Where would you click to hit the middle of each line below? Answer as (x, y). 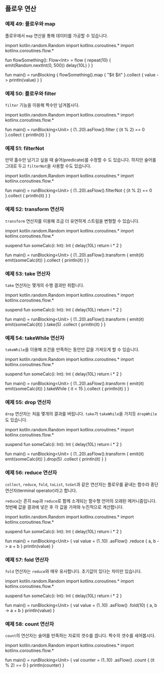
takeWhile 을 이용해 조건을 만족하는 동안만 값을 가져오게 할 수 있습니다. (72, 349)
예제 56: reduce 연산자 (31, 473)
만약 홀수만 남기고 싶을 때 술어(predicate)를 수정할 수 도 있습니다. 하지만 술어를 (81, 160)
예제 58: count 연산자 (30, 624)
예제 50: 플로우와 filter (31, 93)
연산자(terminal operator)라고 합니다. (41, 490)
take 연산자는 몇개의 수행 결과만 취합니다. (45, 285)
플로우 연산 (21, 9)
